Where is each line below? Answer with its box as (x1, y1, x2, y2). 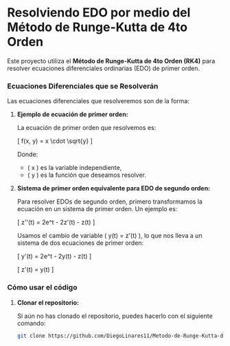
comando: (16, 318, 46, 327)
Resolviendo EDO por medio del (7, 5, 191, 21)
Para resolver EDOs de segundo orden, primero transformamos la (16, 197, 203, 206)
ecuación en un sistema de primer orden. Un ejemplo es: (16, 205, 178, 213)
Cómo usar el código (7, 283, 78, 292)
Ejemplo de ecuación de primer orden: (16, 110, 128, 118)
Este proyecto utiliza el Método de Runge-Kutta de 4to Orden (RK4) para (7, 56, 216, 65)
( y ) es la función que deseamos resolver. (27, 171, 146, 180)
